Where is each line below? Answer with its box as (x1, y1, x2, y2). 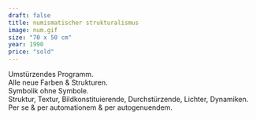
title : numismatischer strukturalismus (8, 19, 139, 27)
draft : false (8, 11, 51, 20)
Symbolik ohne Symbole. (8, 86, 89, 95)
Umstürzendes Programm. (8, 70, 94, 78)
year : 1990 (8, 41, 44, 49)
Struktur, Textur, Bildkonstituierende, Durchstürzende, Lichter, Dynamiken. (8, 95, 249, 104)
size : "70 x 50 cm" (8, 33, 72, 42)
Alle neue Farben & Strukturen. (8, 78, 108, 87)
